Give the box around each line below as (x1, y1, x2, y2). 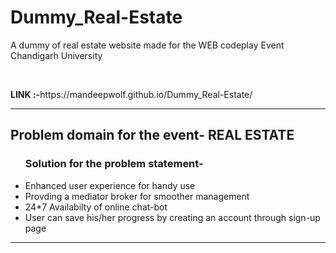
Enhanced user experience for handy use (24, 179, 196, 191)
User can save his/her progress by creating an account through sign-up (24, 211, 321, 223)
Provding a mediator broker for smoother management (24, 190, 250, 202)
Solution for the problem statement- (24, 157, 204, 171)
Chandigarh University (10, 49, 103, 61)
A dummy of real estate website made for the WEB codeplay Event (10, 39, 285, 51)
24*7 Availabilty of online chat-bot (24, 201, 168, 213)
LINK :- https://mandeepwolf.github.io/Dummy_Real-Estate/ (10, 88, 253, 100)
